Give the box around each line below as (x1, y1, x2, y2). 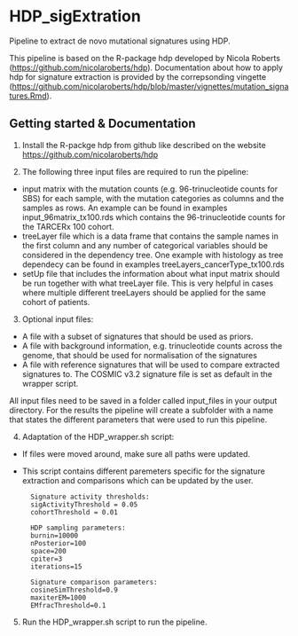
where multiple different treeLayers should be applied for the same (21, 287, 266, 298)
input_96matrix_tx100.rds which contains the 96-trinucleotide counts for (21, 211, 286, 223)
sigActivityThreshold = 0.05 (30, 499, 138, 509)
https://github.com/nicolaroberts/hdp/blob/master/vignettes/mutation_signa (12, 81, 289, 91)
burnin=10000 (30, 530, 79, 540)
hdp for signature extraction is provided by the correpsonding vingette (9, 71, 267, 82)
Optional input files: (21, 313, 94, 325)
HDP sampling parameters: (30, 523, 126, 532)
